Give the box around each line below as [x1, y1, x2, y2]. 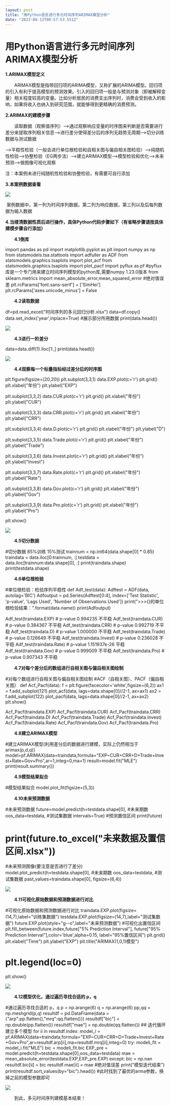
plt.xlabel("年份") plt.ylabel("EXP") [5, 382, 77, 389]
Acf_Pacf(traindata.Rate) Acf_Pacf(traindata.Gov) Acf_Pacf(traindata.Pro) [5, 720, 159, 726]
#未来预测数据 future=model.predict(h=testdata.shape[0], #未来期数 [5, 806, 149, 812]
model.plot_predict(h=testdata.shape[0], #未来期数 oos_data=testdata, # [5, 870, 158, 876]
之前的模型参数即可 [9, 1075, 50, 1081]
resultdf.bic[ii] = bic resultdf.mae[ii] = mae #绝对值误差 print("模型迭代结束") [5, 1062, 165, 1068]
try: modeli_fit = [128, 1039, 161, 1046]
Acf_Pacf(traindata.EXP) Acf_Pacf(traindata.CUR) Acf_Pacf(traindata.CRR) [5, 709, 161, 715]
